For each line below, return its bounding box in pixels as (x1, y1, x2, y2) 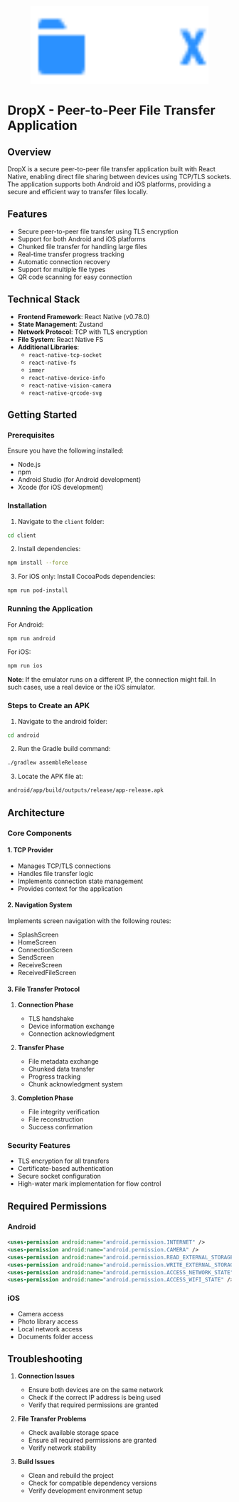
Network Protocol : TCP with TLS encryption (17, 327, 148, 336)
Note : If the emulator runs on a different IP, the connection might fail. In (7, 675, 216, 684)
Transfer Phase (17, 1044, 65, 1052)
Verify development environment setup (28, 1486, 143, 1495)
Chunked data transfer (28, 1065, 95, 1074)
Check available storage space (28, 1428, 119, 1437)
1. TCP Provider (7, 846, 54, 855)
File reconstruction (28, 1115, 84, 1124)
